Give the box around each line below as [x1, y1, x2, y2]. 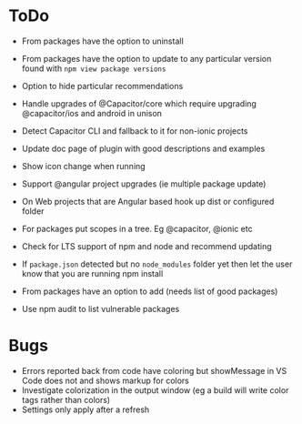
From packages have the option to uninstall [21, 35, 184, 46]
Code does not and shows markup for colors [21, 375, 190, 386]
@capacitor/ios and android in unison [21, 107, 163, 118]
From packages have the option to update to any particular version [21, 53, 272, 64]
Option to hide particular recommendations [21, 80, 184, 91]
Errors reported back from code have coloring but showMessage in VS [21, 365, 287, 376]
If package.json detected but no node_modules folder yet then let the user [21, 258, 293, 269]
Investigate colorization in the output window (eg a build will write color [21, 384, 289, 396]
